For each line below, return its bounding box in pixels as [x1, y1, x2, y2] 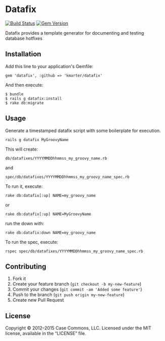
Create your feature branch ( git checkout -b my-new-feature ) [12, 281, 142, 287]
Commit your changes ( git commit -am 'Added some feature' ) [12, 286, 142, 293]
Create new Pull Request [12, 297, 64, 303]
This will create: [5, 146, 38, 152]
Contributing [5, 262, 46, 270]
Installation [5, 50, 41, 58]
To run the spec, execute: [5, 239, 59, 245]
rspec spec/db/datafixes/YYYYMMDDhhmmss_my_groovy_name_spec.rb [5, 248, 143, 254]
